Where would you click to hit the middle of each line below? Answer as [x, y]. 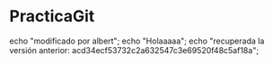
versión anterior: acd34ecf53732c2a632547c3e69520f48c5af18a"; [134, 50]
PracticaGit [52, 16]
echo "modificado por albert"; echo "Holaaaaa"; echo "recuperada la [137, 41]
